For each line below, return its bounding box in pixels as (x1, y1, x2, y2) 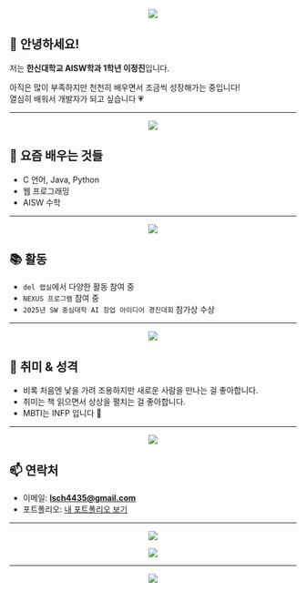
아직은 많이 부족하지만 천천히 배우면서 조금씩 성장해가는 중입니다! (9, 82, 241, 93)
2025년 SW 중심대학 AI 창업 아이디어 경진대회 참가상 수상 (22, 304, 216, 315)
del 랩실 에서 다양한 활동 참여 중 (22, 281, 135, 292)
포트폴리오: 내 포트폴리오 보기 (22, 504, 128, 515)
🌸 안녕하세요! (9, 36, 80, 52)
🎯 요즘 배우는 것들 (9, 148, 103, 164)
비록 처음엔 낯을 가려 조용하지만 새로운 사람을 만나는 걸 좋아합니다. (22, 385, 259, 396)
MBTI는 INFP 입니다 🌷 (22, 408, 102, 419)
